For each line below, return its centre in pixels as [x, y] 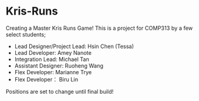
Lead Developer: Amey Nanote [53, 52]
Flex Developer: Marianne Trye [53, 72]
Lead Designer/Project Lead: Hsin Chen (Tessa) [74, 46]
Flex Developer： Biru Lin [46, 79]
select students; [26, 34]
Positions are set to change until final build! [60, 91]
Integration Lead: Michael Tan [52, 59]
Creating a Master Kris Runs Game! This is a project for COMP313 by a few [99, 28]
